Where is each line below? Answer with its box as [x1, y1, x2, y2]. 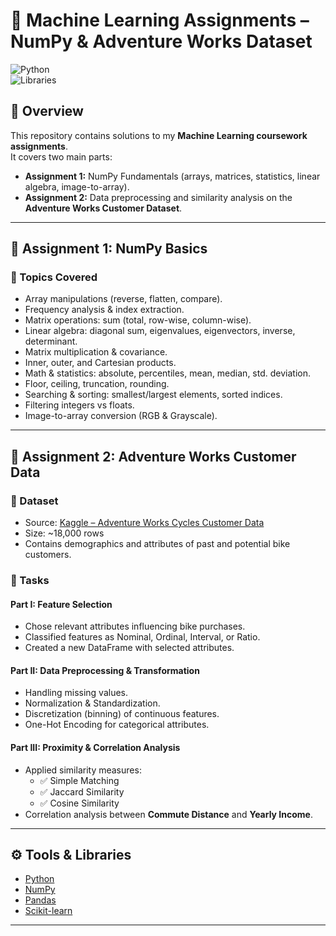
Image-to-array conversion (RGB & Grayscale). [24, 410, 218, 422]
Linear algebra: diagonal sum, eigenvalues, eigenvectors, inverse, [24, 325, 296, 337]
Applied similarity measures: [24, 764, 142, 776]
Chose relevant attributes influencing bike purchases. [24, 620, 246, 633]
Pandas [24, 894, 57, 906]
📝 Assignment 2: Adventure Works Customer [10, 448, 297, 465]
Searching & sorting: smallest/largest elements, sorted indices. [24, 389, 283, 401]
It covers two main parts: [10, 150, 113, 163]
